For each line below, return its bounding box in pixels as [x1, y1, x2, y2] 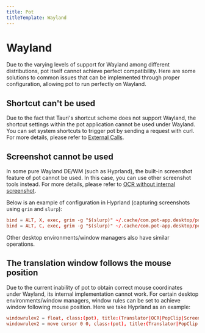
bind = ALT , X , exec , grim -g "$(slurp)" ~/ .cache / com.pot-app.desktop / [6, 217, 195, 223]
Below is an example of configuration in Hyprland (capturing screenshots [6, 199, 190, 206]
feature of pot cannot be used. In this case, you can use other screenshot [6, 174, 191, 182]
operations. [6, 240, 35, 248]
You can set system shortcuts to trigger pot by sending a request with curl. [6, 127, 195, 135]
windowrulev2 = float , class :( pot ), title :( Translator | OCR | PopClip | [6, 315, 184, 321]
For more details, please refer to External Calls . [6, 134, 124, 141]
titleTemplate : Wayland [6, 15, 67, 21]
